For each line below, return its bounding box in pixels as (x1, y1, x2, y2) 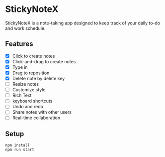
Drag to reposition (12, 70, 50, 76)
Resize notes (12, 81, 39, 87)
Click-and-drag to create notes (12, 58, 76, 64)
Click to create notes (12, 53, 55, 59)
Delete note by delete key (12, 76, 65, 81)
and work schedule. (5, 25, 46, 31)
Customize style (12, 87, 46, 93)
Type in (12, 64, 28, 70)
